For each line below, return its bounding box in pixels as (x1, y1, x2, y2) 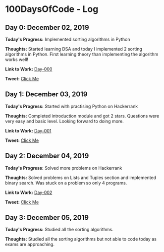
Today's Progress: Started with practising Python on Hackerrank (5, 103, 138, 109)
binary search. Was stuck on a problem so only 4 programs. (5, 180, 127, 186)
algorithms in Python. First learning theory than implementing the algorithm (5, 51, 159, 57)
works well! (5, 57, 29, 63)
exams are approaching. (5, 242, 55, 248)
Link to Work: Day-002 (5, 189, 53, 195)
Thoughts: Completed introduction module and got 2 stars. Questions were (5, 113, 160, 119)
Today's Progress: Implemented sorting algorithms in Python (5, 36, 130, 42)
